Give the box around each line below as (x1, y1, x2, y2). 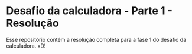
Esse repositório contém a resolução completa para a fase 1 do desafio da (6, 36, 187, 43)
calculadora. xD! (6, 42, 46, 49)
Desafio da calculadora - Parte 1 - (6, 4, 173, 18)
